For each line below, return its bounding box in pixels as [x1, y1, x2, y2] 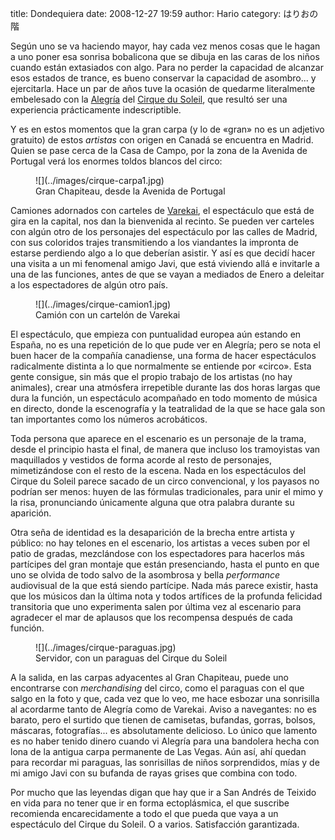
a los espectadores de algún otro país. [10, 279, 168, 291]
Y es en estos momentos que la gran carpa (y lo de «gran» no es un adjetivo [10, 123, 325, 135]
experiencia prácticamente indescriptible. [10, 104, 182, 116]
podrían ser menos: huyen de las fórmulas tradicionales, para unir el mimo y [10, 486, 324, 497]
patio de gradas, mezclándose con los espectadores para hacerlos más [10, 548, 305, 559]
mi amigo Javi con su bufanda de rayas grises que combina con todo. [10, 767, 298, 779]
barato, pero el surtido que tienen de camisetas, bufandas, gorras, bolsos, [10, 714, 316, 726]
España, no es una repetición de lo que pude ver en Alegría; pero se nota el [10, 339, 321, 351]
